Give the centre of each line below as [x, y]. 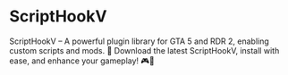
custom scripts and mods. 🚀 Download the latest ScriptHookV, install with [144, 50]
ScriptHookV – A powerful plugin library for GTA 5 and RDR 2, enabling [140, 41]
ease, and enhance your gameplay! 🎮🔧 [82, 61]
